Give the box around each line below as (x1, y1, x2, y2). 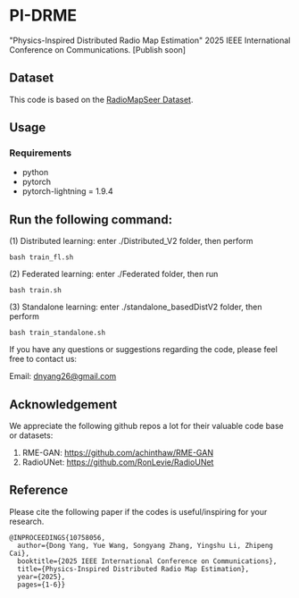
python (21, 167, 49, 178)
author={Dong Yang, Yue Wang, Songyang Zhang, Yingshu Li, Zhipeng (17, 541, 274, 550)
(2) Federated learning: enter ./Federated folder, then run (9, 269, 219, 280)
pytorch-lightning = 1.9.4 (21, 186, 113, 197)
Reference (9, 483, 69, 498)
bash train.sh (9, 286, 62, 295)
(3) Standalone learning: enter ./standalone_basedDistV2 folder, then (9, 301, 262, 313)
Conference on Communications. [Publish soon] (9, 44, 186, 55)
